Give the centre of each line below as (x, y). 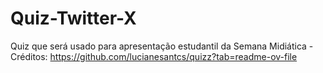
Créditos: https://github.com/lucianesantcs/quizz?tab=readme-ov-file (154, 56)
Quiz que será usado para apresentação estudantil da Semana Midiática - (162, 46)
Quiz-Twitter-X (73, 18)
